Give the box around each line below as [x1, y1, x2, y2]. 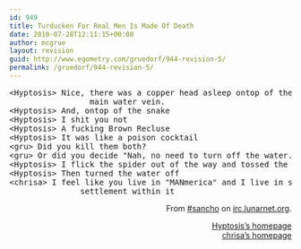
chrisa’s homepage [221, 229, 292, 240]
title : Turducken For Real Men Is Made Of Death [9, 21, 194, 30]
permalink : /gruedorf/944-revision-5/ [9, 64, 154, 73]
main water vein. [89, 96, 166, 107]
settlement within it [80, 185, 176, 196]
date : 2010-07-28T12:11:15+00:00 [9, 30, 134, 39]
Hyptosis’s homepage [211, 220, 292, 231]
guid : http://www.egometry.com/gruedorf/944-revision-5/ [9, 55, 227, 64]
